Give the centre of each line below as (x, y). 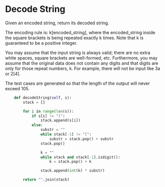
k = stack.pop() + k (70, 162)
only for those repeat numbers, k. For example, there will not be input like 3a (83, 68)
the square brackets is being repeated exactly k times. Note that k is (74, 38)
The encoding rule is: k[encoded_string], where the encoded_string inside (80, 32)
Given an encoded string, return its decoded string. (57, 23)
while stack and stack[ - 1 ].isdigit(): (80, 157)
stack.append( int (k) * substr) (73, 171)
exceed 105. (17, 88)
